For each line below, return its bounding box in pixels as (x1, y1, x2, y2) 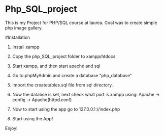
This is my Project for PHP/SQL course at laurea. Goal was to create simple (5, 20, 158, 26)
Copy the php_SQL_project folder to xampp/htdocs (12, 53, 116, 59)
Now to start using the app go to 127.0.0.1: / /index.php (12, 106, 120, 112)
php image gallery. (5, 25, 43, 30)
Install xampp (12, 44, 40, 50)
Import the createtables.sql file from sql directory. (12, 82, 113, 88)
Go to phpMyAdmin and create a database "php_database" (12, 72, 132, 78)
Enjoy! (5, 125, 18, 131)
